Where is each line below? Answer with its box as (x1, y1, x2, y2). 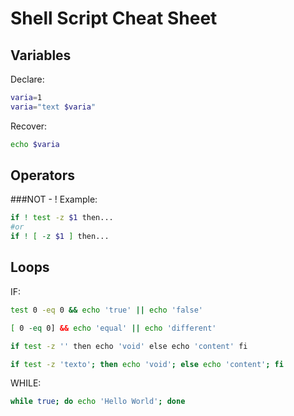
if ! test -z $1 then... (10, 213, 114, 223)
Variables (10, 47, 72, 64)
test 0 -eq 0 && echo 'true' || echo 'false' (10, 305, 203, 315)
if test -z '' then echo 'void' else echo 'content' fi (10, 341, 248, 351)
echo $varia (10, 139, 60, 149)
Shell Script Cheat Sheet (10, 7, 218, 30)
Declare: (10, 73, 45, 85)
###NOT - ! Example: (10, 193, 98, 206)
